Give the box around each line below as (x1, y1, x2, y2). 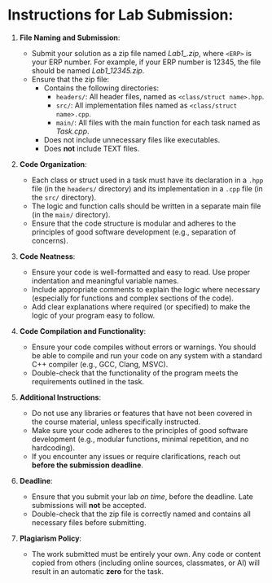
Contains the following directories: (43, 83, 160, 93)
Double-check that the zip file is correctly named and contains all (31, 509, 252, 519)
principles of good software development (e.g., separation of (31, 226, 237, 237)
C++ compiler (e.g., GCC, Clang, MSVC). (31, 359, 169, 369)
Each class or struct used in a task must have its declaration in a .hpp (31, 175, 264, 185)
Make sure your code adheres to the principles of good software (31, 425, 248, 435)
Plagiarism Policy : (19, 533, 82, 543)
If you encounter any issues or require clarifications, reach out (31, 451, 241, 461)
